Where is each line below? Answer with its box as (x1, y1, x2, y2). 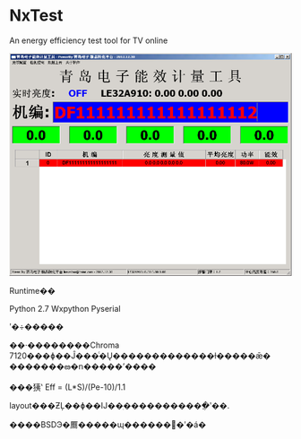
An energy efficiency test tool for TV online (9, 35, 168, 46)
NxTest (9, 5, 64, 26)
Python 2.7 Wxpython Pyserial (9, 303, 121, 314)
